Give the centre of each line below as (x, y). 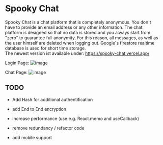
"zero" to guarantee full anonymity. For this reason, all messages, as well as (82, 38)
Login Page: (17, 63)
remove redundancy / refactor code (48, 128)
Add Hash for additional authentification (53, 99)
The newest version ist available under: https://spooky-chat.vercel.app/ (77, 53)
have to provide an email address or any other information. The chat (74, 27)
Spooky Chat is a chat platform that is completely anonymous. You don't (78, 22)
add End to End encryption (39, 109)
